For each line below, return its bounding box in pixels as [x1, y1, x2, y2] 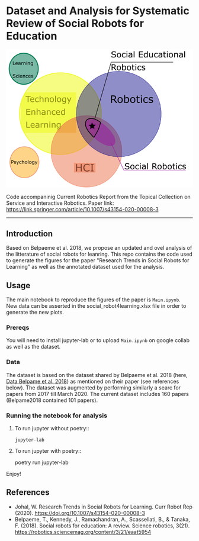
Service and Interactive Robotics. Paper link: [6, 199, 114, 207]
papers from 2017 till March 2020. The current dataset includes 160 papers [6, 390, 190, 397]
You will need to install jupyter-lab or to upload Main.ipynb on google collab [6, 337, 190, 344]
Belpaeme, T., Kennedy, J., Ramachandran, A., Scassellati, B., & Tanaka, [14, 516, 191, 523]
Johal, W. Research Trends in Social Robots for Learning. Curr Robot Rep [14, 503, 192, 510]
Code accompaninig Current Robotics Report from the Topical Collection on [6, 194, 191, 201]
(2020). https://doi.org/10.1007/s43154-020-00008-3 [14, 509, 145, 516]
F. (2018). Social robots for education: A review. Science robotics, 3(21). [14, 522, 190, 529]
